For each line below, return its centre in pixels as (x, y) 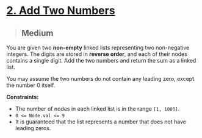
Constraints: (23, 97)
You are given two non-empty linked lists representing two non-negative (98, 47)
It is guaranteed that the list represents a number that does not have (100, 122)
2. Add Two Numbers (61, 11)
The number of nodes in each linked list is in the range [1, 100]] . (97, 109)
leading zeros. (33, 128)
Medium (37, 33)
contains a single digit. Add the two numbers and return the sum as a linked (101, 60)
